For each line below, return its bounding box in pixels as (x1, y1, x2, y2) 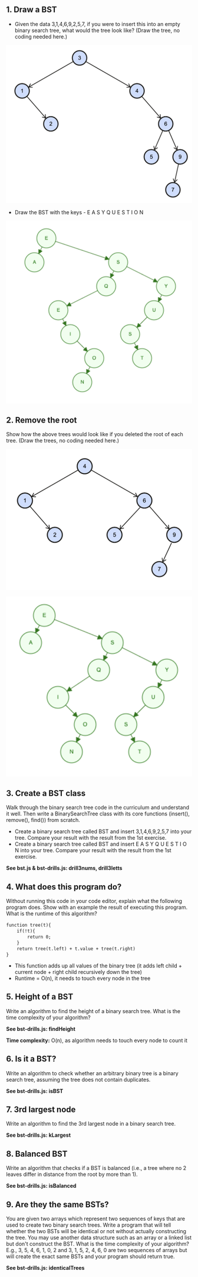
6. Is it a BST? (6, 1054, 57, 1064)
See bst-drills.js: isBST (6, 1087, 64, 1094)
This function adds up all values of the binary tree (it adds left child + (14, 962, 183, 969)
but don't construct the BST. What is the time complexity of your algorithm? (6, 1240, 190, 1247)
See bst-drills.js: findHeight (6, 1025, 75, 1032)
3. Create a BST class (6, 788, 86, 798)
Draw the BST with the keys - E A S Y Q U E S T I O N (14, 208, 144, 215)
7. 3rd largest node (6, 1105, 76, 1115)
